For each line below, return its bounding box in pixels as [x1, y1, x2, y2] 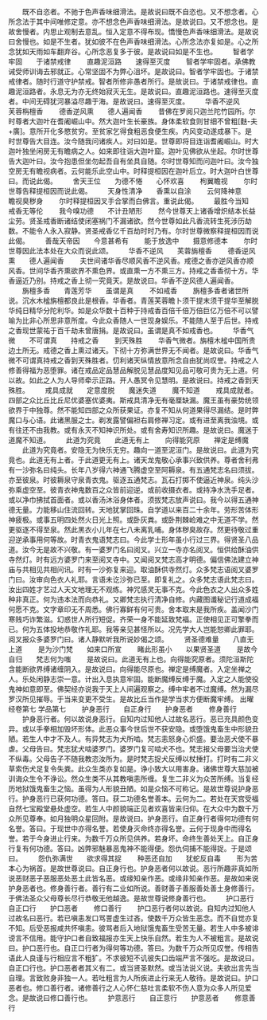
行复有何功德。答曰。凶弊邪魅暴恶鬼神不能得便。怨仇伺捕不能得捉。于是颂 [8, 844, 252, 853]
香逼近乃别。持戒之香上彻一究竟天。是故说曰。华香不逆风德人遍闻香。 [8, 276, 238, 285]
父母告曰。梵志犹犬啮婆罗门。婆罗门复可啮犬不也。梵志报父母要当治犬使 [21, 744, 259, 753]
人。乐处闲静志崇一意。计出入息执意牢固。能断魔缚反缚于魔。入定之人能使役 [8, 674, 259, 684]
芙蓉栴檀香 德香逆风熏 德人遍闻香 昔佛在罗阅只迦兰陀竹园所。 [8, 107, 249, 116]
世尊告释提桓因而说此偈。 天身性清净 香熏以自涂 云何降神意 [8, 186, 242, 195]
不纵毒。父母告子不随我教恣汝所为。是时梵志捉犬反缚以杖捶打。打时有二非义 [8, 754, 259, 763]
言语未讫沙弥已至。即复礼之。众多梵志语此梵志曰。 [91, 575, 259, 584]
